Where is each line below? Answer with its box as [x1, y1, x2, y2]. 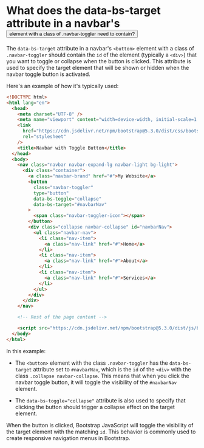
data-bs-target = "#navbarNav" [33, 201, 107, 207]
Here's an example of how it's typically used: [6, 82, 119, 89]
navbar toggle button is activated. [6, 71, 91, 78]
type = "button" [33, 190, 69, 196]
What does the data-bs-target [6, 4, 161, 18]
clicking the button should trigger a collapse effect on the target [15, 403, 175, 410]
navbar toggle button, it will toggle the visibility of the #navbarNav [15, 378, 177, 386]
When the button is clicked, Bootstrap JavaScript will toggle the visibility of [6, 421, 194, 429]
